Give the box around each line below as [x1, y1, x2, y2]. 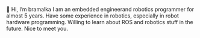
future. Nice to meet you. [6, 25, 68, 32]
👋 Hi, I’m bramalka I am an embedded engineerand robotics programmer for [6, 6, 195, 13]
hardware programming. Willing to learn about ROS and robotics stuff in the [6, 19, 194, 25]
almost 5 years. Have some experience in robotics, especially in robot [6, 12, 180, 19]
